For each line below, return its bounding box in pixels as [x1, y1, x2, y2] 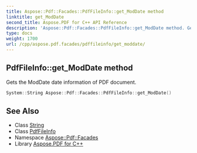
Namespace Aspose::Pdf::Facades [14, 134, 98, 141]
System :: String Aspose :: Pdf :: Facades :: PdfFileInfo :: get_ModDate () [6, 90, 172, 96]
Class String [14, 121, 45, 129]
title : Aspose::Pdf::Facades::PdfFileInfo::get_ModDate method [6, 8, 164, 15]
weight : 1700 [6, 36, 38, 42]
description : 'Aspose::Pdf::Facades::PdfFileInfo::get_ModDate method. [6, 25, 185, 31]
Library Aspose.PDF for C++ [14, 140, 84, 147]
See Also [6, 106, 39, 116]
